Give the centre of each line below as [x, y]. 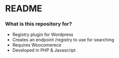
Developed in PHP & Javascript [44, 50]
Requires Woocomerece [37, 45]
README [24, 9]
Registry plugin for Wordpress [43, 34]
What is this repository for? [39, 24]
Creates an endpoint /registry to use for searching [63, 40]
